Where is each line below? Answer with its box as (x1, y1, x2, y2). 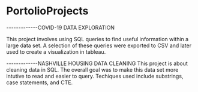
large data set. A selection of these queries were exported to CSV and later (6, 42, 192, 49)
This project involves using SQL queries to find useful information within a (6, 35, 189, 42)
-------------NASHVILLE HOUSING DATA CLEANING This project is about (6, 60, 188, 67)
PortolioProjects (6, 4, 89, 18)
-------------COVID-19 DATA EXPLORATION (6, 24, 115, 31)
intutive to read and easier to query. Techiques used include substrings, (6, 72, 184, 79)
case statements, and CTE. (6, 79, 73, 86)
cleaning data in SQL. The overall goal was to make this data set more (6, 66, 179, 73)
